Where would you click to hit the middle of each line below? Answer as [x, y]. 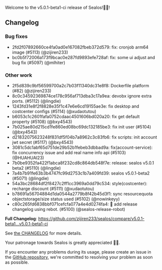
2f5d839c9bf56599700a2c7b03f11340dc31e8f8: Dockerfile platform [81, 85]
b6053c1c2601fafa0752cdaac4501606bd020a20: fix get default [76, 116]
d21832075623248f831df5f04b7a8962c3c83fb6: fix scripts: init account [84, 137]
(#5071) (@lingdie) [30, 178]
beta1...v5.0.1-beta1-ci [27, 223]
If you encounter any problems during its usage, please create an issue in [78, 252]
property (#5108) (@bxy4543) [42, 122]
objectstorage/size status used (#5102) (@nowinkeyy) [66, 199]
